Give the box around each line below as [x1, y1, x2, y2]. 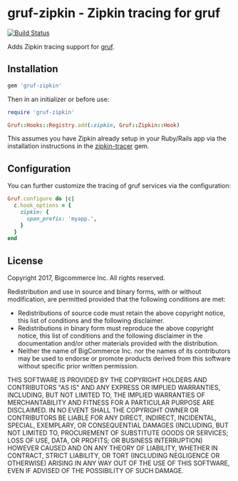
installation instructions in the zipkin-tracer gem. [7, 142, 150, 150]
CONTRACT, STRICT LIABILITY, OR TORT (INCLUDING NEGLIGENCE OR [7, 451, 220, 460]
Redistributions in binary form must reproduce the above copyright [17, 324, 214, 333]
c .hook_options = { [14, 202, 72, 210]
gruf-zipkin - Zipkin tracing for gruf [7, 5, 221, 21]
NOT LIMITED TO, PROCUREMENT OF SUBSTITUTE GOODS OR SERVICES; [7, 429, 229, 438]
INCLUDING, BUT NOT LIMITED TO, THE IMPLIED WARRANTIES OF [7, 391, 205, 400]
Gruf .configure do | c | [7, 195, 75, 202]
